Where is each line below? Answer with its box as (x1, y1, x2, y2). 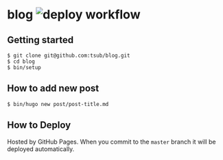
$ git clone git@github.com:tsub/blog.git (7, 52, 130, 59)
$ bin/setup (7, 64, 41, 71)
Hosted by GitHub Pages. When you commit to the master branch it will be (7, 137, 216, 146)
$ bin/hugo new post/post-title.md (7, 101, 109, 107)
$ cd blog (7, 58, 36, 65)
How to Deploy (7, 120, 71, 131)
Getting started (7, 34, 74, 46)
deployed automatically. (7, 144, 75, 153)
